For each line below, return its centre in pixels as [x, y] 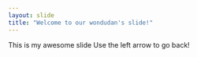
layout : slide [32, 15]
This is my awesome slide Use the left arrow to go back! [99, 45]
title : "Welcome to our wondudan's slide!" [81, 23]
